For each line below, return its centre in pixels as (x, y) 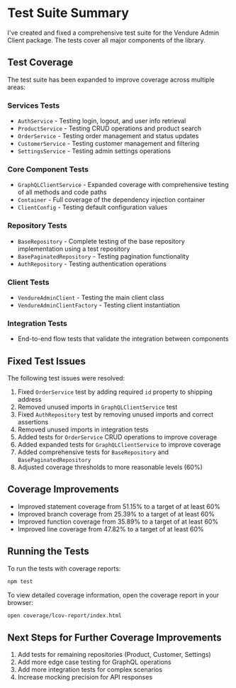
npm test (20, 581)
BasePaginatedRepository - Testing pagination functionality (103, 256)
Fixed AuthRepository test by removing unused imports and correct (116, 415)
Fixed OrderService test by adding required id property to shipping (115, 392)
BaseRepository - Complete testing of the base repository (101, 241)
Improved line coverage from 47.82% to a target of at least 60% (111, 529)
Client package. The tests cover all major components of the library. (106, 40)
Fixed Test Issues (47, 361)
